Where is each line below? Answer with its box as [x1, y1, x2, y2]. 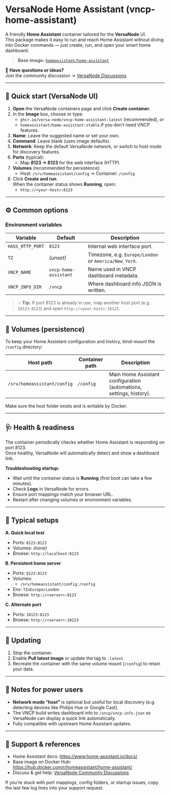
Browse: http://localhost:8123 [12, 550, 79, 556]
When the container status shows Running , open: [12, 181, 116, 187]
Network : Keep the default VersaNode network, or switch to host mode [12, 143, 162, 149]
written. [88, 287, 106, 294]
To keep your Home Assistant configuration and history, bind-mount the [5, 339, 155, 345]
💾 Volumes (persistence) [5, 325, 85, 333]
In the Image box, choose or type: [12, 111, 83, 117]
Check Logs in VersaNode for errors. [12, 486, 90, 492]
